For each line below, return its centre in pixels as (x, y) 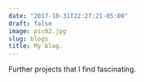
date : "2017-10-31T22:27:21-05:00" (68, 16)
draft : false (30, 24)
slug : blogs (28, 39)
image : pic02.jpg (38, 31)
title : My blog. (36, 46)
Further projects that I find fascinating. (72, 69)
